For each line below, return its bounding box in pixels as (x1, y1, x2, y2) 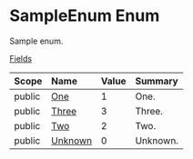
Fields (9, 53, 33, 64)
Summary (135, 75, 179, 87)
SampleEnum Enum (9, 5, 160, 26)
